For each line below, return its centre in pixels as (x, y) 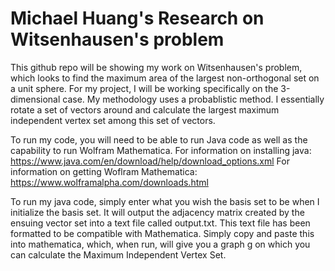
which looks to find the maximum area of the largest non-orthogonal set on (165, 78)
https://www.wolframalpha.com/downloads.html (109, 182)
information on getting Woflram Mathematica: (104, 171)
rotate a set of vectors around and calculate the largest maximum (145, 109)
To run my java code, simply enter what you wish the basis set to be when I (165, 201)
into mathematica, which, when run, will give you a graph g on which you (160, 244)
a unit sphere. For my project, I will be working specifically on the (144, 88)
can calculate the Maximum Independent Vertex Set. (118, 254)
